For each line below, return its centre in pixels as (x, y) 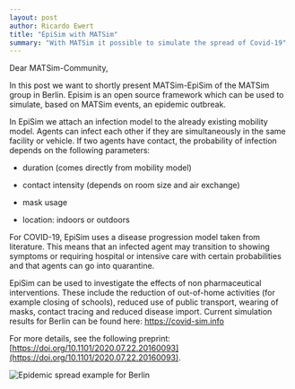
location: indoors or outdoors (76, 220)
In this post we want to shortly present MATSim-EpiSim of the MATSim (139, 85)
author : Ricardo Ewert (52, 26)
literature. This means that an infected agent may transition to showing (140, 246)
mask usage (45, 203)
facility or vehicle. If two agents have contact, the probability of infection (143, 141)
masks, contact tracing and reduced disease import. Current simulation (141, 312)
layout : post (34, 17)
